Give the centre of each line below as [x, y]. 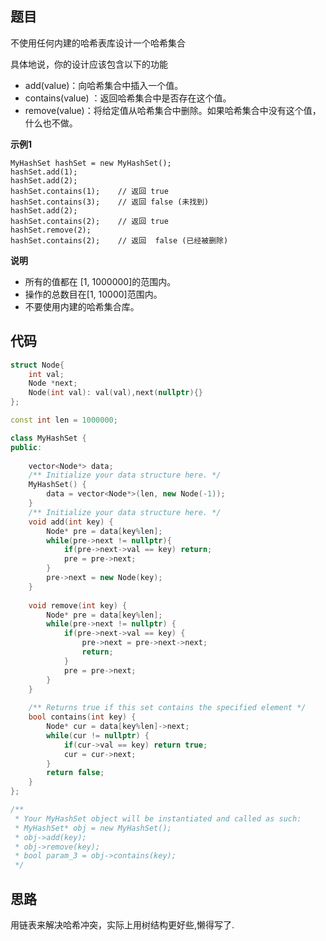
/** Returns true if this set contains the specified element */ [167, 708]
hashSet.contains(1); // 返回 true [89, 191]
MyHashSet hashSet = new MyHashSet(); [91, 163]
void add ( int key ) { [71, 522]
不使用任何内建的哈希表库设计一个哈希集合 [98, 43]
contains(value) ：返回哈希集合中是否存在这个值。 [128, 98]
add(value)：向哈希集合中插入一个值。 [104, 85]
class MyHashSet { [48, 438]
